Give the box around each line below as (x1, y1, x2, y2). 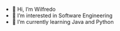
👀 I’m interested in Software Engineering (12, 12, 113, 19)
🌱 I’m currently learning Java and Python (12, 18, 114, 25)
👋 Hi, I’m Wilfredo (12, 6, 56, 13)
